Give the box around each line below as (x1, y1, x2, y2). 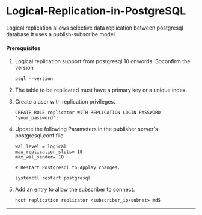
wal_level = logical (14, 143, 67, 150)
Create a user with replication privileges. (14, 98, 115, 105)
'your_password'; (14, 115, 59, 121)
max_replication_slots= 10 (14, 149, 83, 155)
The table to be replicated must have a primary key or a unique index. (14, 86, 188, 94)
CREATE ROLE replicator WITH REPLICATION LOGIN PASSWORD (14, 110, 161, 116)
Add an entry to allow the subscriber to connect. (14, 185, 135, 193)
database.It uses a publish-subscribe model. (6, 30, 117, 37)
